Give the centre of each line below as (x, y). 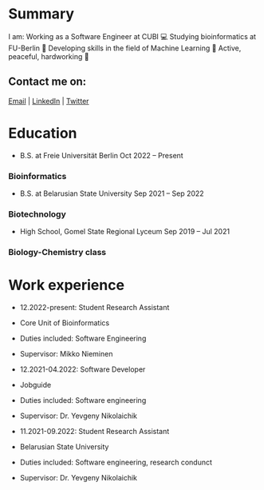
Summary (41, 14)
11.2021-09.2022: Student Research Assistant (95, 432)
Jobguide (35, 385)
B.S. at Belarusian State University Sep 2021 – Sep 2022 (112, 193)
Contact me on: (47, 82)
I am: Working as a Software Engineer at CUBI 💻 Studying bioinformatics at (132, 36)
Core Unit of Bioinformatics (65, 323)
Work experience (67, 285)
